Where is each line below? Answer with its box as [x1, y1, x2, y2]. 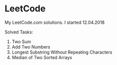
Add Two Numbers [11, 44, 51, 50]
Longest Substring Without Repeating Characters [11, 49, 113, 55]
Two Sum [11, 38, 32, 45]
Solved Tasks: [4, 29, 33, 35]
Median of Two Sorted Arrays [11, 54, 72, 60]
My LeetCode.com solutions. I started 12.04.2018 [4, 19, 105, 25]
